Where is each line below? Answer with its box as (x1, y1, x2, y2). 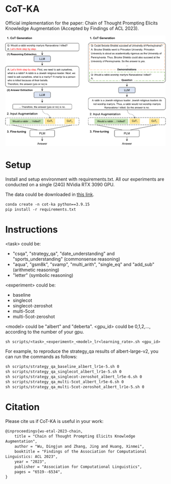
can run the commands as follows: (5, 354, 78, 360)
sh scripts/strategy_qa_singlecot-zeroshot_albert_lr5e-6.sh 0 (5, 375, 142, 380)
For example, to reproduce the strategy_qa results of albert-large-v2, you (5, 348, 159, 354)
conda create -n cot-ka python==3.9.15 (5, 202, 90, 207)
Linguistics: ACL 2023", (5, 454, 58, 460)
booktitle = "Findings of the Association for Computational (14, 449, 147, 454)
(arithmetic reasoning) (12, 267, 60, 273)
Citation (5, 402, 40, 413)
